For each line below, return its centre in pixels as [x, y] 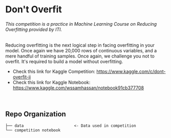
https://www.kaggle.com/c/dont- [131, 72]
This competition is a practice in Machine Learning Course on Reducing [81, 24]
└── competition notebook [33, 130]
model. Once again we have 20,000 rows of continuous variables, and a [81, 51]
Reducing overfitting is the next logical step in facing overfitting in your [80, 45]
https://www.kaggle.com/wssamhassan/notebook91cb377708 [78, 88]
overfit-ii [22, 77]
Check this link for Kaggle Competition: [54, 72]
